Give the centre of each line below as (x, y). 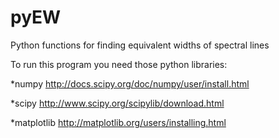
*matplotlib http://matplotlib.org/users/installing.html (118, 122)
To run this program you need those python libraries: (119, 64)
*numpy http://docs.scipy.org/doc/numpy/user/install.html (130, 83)
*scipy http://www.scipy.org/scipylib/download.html (117, 103)
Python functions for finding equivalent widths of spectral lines (140, 45)
